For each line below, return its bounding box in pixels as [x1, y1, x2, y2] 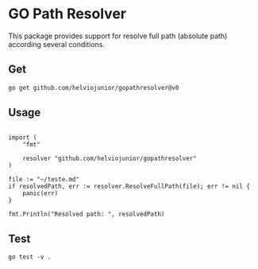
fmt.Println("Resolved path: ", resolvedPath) [8, 210, 165, 219]
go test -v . [8, 253, 52, 261]
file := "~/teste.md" [8, 176, 80, 184]
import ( [8, 134, 37, 142]
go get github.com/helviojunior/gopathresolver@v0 [8, 84, 179, 92]
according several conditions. [8, 39, 106, 49]
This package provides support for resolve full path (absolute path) [8, 31, 228, 41]
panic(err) [22, 189, 59, 197]
